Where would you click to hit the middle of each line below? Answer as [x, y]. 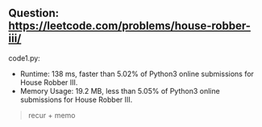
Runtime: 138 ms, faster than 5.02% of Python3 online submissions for [137, 74]
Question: [34, 13]
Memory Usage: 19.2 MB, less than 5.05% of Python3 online [120, 91]
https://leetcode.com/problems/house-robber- [130, 26]
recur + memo [52, 115]
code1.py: [24, 58]
